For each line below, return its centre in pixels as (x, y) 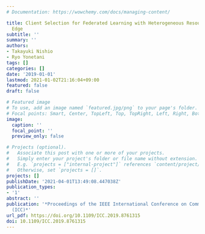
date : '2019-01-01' (31, 74)
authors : (17, 46)
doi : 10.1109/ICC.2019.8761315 (46, 221)
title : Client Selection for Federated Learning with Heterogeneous (95, 23)
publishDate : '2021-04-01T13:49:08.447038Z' (64, 181)
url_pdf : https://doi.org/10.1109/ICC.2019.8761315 (73, 215)
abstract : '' (23, 199)
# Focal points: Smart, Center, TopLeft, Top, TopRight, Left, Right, (98, 114)
